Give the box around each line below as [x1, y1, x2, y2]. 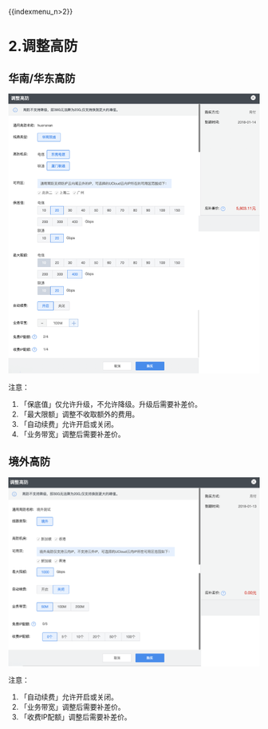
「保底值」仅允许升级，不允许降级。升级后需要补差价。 [19, 399, 202, 408]
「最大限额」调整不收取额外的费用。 [19, 409, 140, 419]
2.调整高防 [8, 38, 78, 55]
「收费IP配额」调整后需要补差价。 [19, 712, 132, 722]
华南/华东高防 [8, 71, 76, 85]
